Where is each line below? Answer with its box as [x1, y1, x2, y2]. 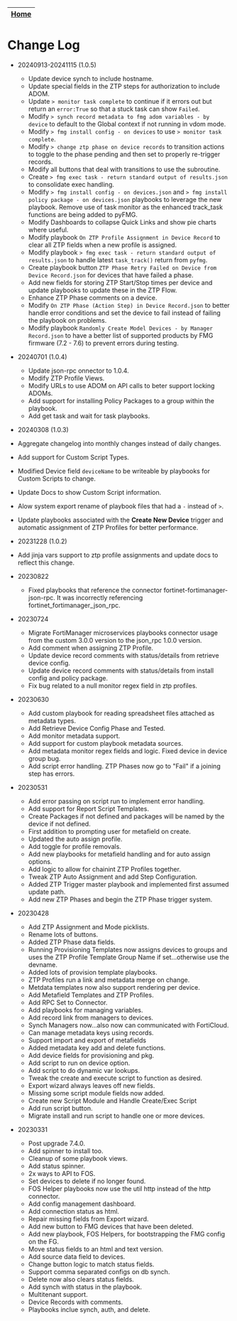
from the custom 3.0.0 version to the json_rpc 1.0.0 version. [28, 636, 202, 644]
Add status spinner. [28, 1162, 85, 1170]
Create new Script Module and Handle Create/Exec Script [28, 1096, 197, 1105]
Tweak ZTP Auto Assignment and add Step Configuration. [28, 872, 197, 881]
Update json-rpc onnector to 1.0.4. [28, 366, 129, 375]
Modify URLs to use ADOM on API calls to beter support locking [28, 381, 215, 390]
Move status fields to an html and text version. [28, 1244, 164, 1253]
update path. [28, 887, 66, 896]
